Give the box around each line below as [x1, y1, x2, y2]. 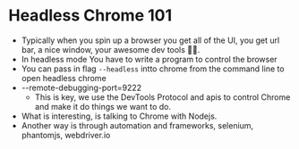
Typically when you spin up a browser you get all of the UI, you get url [21, 35, 280, 46]
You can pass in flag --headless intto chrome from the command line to [21, 63, 285, 74]
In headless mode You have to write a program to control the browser [21, 54, 278, 64]
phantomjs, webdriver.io [21, 129, 111, 140]
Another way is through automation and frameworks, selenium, [21, 120, 254, 130]
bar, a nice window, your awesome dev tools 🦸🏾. [21, 44, 201, 54]
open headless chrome [21, 72, 107, 83]
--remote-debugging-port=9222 [21, 82, 142, 93]
